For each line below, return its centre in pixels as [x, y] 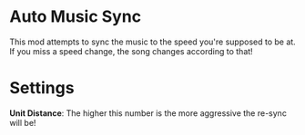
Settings [42, 88]
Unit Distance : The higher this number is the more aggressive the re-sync [148, 113]
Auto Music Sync [76, 17]
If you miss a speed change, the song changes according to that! [131, 51]
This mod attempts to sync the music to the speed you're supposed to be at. [152, 42]
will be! [23, 122]
